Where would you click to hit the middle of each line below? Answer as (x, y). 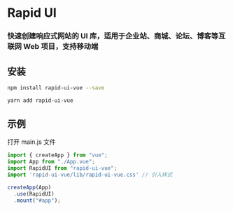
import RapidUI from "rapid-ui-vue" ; (62, 168)
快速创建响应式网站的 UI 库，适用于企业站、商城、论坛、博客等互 (116, 36)
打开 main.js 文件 (31, 142)
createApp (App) (29, 187)
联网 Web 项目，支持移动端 (53, 47)
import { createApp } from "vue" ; (58, 155)
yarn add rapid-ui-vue (40, 100)
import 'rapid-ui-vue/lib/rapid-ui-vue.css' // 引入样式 (90, 175)
